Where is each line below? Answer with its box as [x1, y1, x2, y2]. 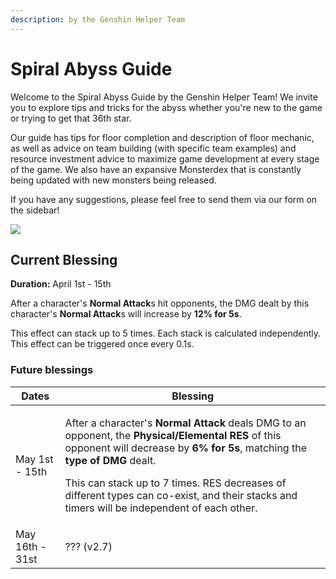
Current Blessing [10, 251, 118, 268]
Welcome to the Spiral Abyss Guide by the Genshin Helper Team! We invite [10, 91, 318, 103]
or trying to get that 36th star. [10, 112, 132, 124]
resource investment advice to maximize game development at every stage [10, 152, 320, 165]
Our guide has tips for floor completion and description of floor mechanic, [10, 131, 315, 143]
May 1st [15, 452, 54, 466]
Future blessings [10, 363, 94, 377]
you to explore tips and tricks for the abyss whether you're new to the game [10, 101, 323, 113]
